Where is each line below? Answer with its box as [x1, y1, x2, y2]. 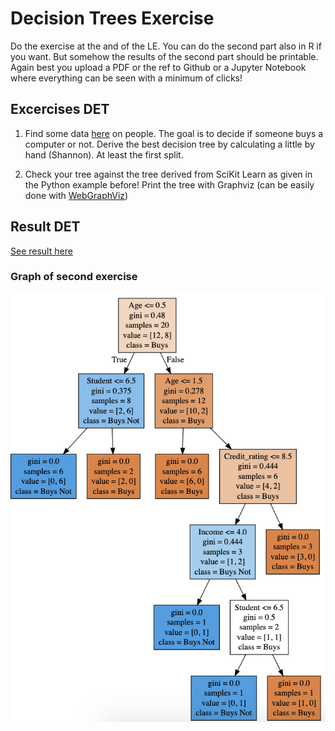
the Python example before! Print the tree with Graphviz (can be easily [24, 178, 315, 191]
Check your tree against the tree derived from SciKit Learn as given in [24, 168, 313, 180]
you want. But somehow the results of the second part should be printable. [10, 50, 319, 62]
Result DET [10, 218, 81, 236]
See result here [10, 245, 73, 257]
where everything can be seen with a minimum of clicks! [10, 72, 243, 84]
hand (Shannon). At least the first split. [24, 148, 184, 161]
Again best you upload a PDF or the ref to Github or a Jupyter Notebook [10, 61, 307, 73]
